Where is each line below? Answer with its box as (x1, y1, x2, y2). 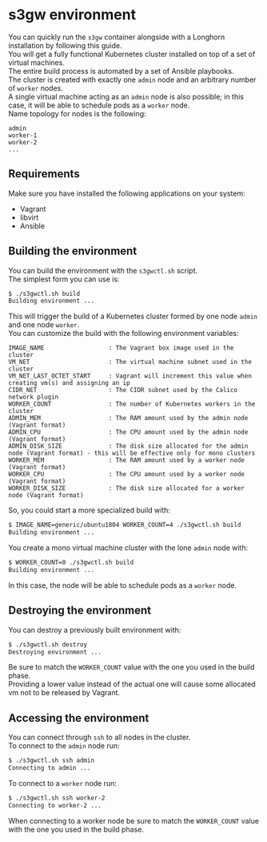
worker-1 (8, 131, 38, 140)
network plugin (8, 393, 59, 402)
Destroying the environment (8, 604, 152, 617)
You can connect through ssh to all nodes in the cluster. (8, 732, 191, 743)
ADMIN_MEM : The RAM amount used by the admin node (8, 415, 249, 423)
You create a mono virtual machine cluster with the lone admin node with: (8, 543, 249, 553)
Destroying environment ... (8, 648, 102, 656)
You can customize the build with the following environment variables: (8, 329, 239, 338)
